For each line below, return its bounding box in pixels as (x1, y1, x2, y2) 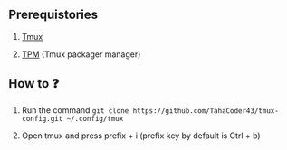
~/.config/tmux (66, 114, 124, 123)
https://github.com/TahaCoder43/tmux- (132, 106, 280, 116)
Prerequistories (8, 7, 99, 23)
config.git (21, 114, 63, 123)
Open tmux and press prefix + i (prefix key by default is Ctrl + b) (21, 130, 261, 141)
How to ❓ (8, 76, 60, 91)
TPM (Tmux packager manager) (21, 49, 141, 60)
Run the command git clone (21, 104, 129, 116)
